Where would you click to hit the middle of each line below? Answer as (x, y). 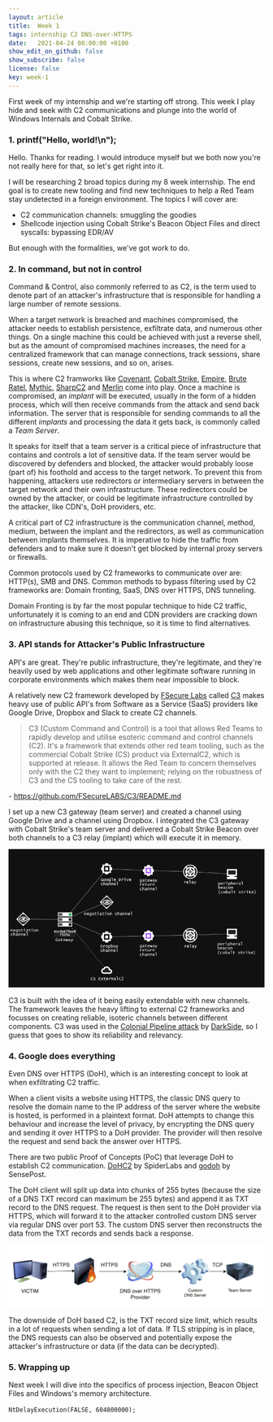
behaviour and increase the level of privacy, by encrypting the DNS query (131, 1124)
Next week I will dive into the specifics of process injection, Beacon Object (133, 1385)
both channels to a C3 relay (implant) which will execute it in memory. (125, 837)
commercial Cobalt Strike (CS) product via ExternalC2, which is (134, 754)
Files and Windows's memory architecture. (80, 1394)
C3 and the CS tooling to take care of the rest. (105, 780)
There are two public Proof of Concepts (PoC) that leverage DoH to (121, 1157)
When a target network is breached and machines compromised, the (123, 320)
